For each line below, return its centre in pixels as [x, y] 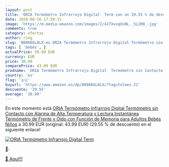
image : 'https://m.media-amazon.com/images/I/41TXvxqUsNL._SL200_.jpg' [82, 24]
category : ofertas [24, 33]
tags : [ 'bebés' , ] [26, 47]
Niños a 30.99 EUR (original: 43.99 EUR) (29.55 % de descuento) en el [78, 124]
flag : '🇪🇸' [18, 80]
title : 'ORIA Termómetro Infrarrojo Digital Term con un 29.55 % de [80, 15]
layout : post [19, 10]
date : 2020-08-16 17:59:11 [33, 19]
